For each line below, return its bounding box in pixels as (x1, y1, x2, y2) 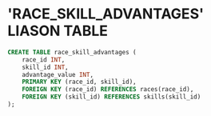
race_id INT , (22, 55, 66, 64)
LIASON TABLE (7, 22, 109, 40)
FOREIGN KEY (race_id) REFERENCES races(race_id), (22, 86, 194, 94)
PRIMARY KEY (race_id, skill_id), (22, 78, 137, 86)
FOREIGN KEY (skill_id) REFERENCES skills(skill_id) (22, 93, 201, 101)
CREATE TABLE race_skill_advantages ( (7, 48, 137, 56)
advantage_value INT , (22, 70, 94, 78)
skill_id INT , (22, 63, 69, 71)
